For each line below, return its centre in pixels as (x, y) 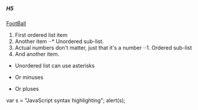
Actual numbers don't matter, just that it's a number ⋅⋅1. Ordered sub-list (103, 47)
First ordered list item (41, 35)
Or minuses (29, 77)
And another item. (37, 54)
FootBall (16, 23)
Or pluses (27, 88)
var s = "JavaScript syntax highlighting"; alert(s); (66, 100)
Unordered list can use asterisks (55, 65)
